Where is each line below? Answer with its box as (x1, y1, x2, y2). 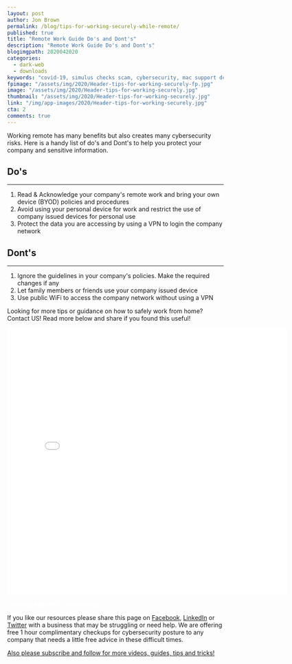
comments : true (7, 112, 51, 119)
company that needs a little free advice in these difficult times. (7, 636, 183, 644)
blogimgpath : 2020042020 (7, 49, 78, 56)
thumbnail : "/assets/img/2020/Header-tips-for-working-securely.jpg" (7, 94, 211, 100)
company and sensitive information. (7, 146, 109, 154)
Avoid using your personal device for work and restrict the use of (16, 205, 201, 213)
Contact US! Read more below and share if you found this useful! (7, 314, 191, 323)
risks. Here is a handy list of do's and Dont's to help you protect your (7, 138, 202, 147)
